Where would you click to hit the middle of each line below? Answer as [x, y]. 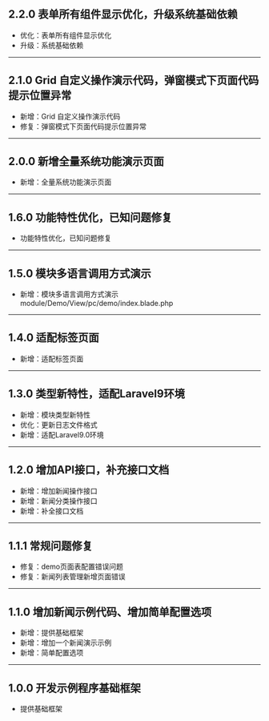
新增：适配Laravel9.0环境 [62, 434]
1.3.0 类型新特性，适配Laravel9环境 [97, 394]
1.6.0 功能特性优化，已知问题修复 [90, 218]
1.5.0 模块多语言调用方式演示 [80, 274]
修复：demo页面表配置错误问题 [72, 566]
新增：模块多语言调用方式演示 [69, 294]
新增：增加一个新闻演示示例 [66, 642]
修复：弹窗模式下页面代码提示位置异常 [83, 126]
